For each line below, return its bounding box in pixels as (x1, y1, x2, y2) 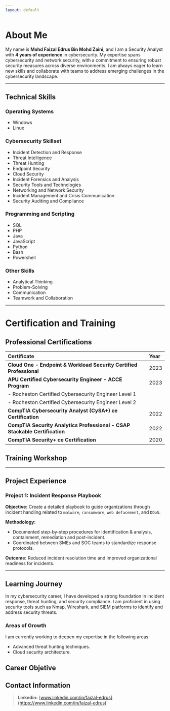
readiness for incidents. (5, 560, 55, 566)
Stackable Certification (8, 428, 65, 435)
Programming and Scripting (5, 211, 75, 218)
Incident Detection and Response (12, 149, 82, 155)
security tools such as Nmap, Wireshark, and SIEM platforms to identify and (5, 604, 163, 610)
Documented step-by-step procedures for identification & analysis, (12, 528, 152, 535)
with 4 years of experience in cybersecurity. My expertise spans (5, 51, 141, 57)
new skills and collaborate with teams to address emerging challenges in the (5, 68, 164, 74)
